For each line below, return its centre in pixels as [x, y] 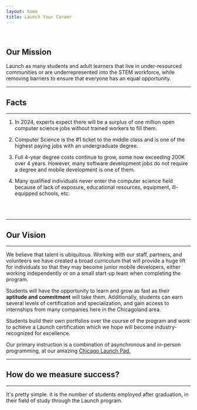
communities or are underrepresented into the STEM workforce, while [90, 72]
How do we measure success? [63, 375]
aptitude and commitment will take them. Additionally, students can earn [95, 297]
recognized [20, 333]
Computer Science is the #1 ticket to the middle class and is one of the [100, 140]
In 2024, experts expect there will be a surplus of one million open [94, 122]
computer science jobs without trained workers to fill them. [86, 128]
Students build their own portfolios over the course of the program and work [98, 320]
